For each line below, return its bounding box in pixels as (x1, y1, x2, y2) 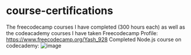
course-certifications (6, 4, 113, 18)
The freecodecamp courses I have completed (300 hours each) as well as (6, 23, 185, 30)
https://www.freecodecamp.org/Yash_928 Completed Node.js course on (6, 36, 182, 43)
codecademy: (6, 42, 39, 49)
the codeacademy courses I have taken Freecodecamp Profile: (6, 29, 158, 36)
